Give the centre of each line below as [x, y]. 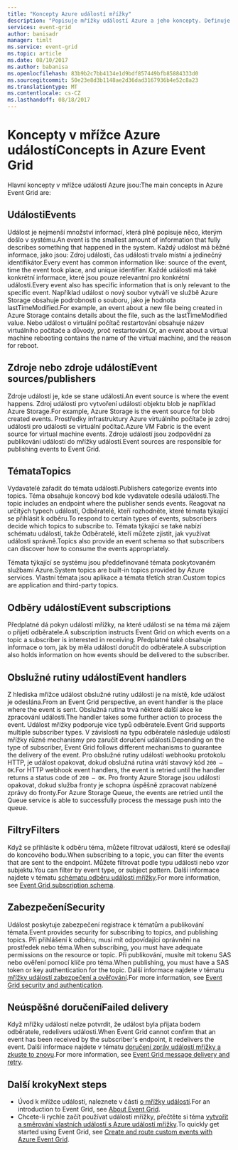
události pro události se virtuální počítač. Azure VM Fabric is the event [109, 426]
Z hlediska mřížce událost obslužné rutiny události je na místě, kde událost [116, 694]
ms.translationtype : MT [43, 87]
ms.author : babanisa [38, 67]
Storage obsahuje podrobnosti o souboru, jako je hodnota [92, 300]
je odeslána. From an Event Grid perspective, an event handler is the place [115, 702]
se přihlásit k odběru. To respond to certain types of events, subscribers [112, 518]
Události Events [42, 215]
